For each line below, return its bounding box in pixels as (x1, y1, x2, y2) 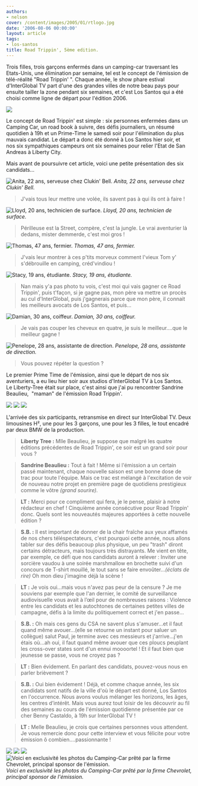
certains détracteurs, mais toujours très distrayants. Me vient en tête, (20, 547, 189, 554)
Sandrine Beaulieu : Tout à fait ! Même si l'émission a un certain (20, 461, 177, 469)
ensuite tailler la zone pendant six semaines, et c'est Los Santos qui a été (6, 88, 184, 95)
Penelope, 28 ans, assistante (114, 342, 186, 349)
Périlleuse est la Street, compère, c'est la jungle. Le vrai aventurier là (20, 224, 187, 231)
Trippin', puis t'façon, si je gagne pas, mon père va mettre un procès (20, 289, 187, 296)
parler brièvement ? (20, 669, 69, 676)
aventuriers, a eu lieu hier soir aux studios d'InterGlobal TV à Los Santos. (6, 377, 183, 384)
